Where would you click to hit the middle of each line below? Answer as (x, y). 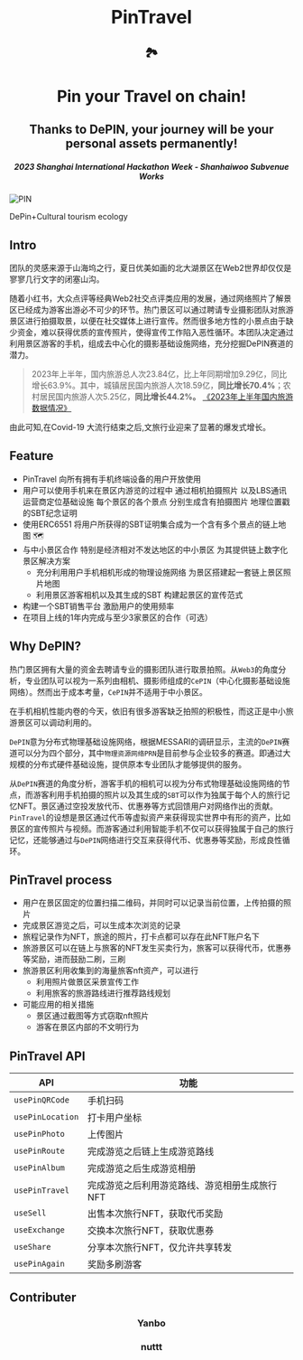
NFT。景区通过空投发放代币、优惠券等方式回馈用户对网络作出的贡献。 (147, 806)
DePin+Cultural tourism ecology (69, 217)
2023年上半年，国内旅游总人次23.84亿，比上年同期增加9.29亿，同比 (159, 374)
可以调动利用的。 (64, 722)
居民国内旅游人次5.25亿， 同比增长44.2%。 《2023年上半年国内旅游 (166, 396)
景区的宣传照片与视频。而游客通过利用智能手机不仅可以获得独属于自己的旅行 (151, 829)
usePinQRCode (42, 1100)
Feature (32, 456)
